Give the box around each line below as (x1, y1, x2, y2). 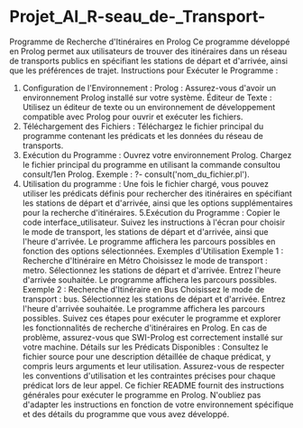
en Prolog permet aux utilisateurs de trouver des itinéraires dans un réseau (9, 45, 288, 56)
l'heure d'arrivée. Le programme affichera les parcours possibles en (22, 236, 276, 247)
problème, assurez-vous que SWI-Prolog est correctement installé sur (22, 331, 283, 342)
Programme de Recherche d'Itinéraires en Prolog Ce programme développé (9, 36, 290, 47)
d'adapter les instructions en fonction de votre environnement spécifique (22, 399, 294, 410)
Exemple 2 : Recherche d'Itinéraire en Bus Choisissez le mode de (22, 284, 265, 294)
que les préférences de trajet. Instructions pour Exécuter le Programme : (9, 65, 279, 76)
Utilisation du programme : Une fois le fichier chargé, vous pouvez (22, 178, 269, 189)
